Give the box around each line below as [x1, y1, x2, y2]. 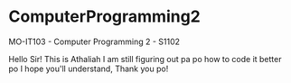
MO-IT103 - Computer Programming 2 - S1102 [8, 36, 181, 47]
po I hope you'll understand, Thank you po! [8, 63, 169, 74]
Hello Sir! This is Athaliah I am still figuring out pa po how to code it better [8, 53, 282, 64]
